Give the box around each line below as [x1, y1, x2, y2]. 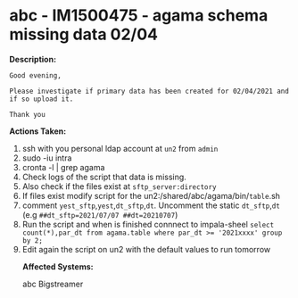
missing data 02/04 [9, 24, 159, 45]
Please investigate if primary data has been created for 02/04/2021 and [9, 87, 290, 95]
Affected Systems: [21, 261, 94, 272]
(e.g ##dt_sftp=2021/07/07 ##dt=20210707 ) [21, 209, 178, 219]
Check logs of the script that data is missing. [21, 171, 187, 182]
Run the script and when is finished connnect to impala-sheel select [21, 219, 275, 229]
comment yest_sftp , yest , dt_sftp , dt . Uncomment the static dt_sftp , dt [21, 200, 281, 211]
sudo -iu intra [21, 153, 72, 163]
